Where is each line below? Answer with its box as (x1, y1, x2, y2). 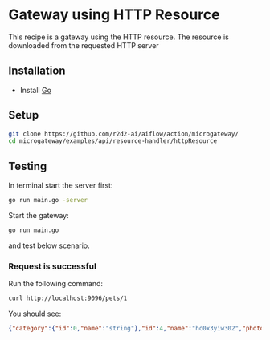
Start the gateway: (8, 211, 70, 220)
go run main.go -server (8, 196, 88, 204)
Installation (8, 64, 66, 78)
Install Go (19, 85, 52, 95)
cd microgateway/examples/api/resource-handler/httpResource (8, 137, 218, 145)
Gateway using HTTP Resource (8, 6, 220, 24)
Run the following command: (8, 279, 103, 289)
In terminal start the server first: (8, 180, 113, 190)
